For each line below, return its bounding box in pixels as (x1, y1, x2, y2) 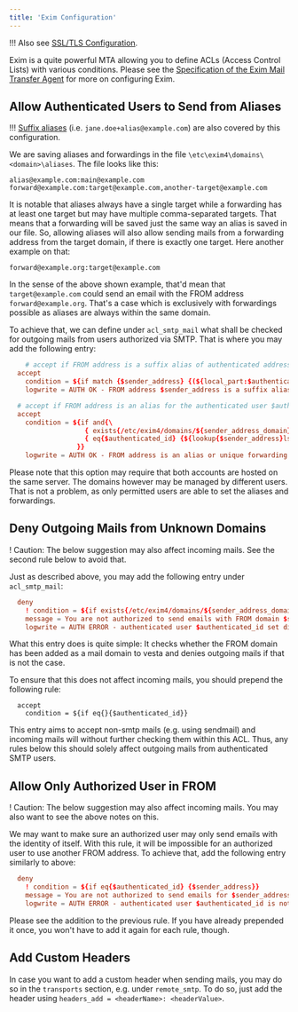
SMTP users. (9, 753, 57, 763)
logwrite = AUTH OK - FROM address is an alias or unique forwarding (25, 451, 288, 460)
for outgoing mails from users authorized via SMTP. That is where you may (9, 334, 283, 344)
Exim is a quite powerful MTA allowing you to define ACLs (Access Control (9, 54, 281, 65)
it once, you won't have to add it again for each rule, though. (9, 924, 230, 935)
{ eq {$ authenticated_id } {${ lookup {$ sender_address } (84, 434, 284, 444)
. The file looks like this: (72, 159, 160, 170)
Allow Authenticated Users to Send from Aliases (9, 99, 282, 115)
